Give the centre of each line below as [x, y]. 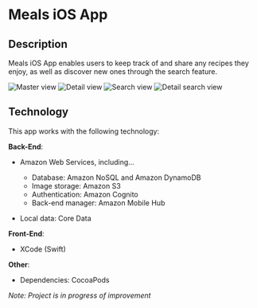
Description [38, 44]
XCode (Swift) [43, 249]
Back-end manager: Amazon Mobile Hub [98, 203]
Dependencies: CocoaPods [64, 279]
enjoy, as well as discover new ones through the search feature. [113, 72]
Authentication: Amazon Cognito [85, 194]
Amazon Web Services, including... [77, 162]
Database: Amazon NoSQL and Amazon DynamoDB [116, 177]
